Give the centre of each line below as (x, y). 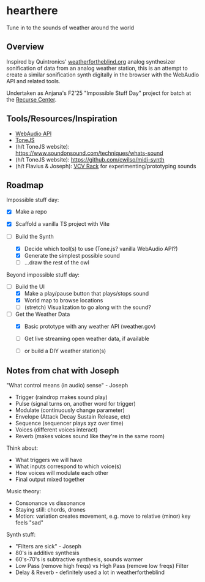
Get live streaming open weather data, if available (87, 339)
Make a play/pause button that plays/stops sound (87, 293)
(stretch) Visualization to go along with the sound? (88, 307)
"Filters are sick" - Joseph (48, 547)
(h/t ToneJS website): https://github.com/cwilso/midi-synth (90, 159)
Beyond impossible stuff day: (43, 274)
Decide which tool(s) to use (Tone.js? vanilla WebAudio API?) (101, 248)
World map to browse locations (64, 300)
